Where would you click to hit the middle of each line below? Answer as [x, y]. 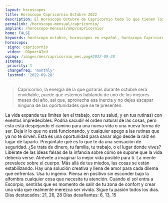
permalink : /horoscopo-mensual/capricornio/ [52, 24]
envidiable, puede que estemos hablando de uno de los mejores [83, 94]
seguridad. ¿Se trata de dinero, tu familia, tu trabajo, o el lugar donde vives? [83, 147]
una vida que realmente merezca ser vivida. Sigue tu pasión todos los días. [82, 189]
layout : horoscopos [25, 10]
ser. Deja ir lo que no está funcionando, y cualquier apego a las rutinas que [82, 131]
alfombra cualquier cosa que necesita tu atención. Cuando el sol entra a [79, 179]
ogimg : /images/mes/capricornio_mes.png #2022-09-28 [60, 56]
